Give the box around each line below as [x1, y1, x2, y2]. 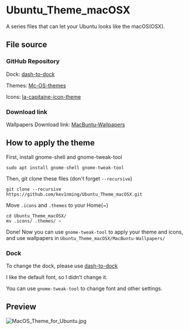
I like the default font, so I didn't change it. [6, 274, 108, 281]
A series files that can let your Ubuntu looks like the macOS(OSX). [6, 23, 165, 30]
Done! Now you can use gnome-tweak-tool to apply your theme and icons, [6, 228, 183, 235]
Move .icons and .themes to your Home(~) [6, 202, 109, 209]
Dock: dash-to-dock [6, 71, 55, 78]
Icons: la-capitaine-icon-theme [6, 93, 81, 100]
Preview [6, 302, 37, 312]
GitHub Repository [6, 57, 60, 65]
